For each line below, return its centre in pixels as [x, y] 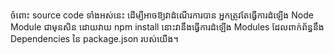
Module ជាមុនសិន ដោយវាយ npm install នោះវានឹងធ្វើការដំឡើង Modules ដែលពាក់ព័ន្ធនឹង [167, 27]
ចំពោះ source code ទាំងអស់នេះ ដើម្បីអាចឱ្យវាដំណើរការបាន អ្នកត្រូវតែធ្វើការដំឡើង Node [162, 15]
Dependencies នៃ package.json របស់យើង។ [94, 38]
